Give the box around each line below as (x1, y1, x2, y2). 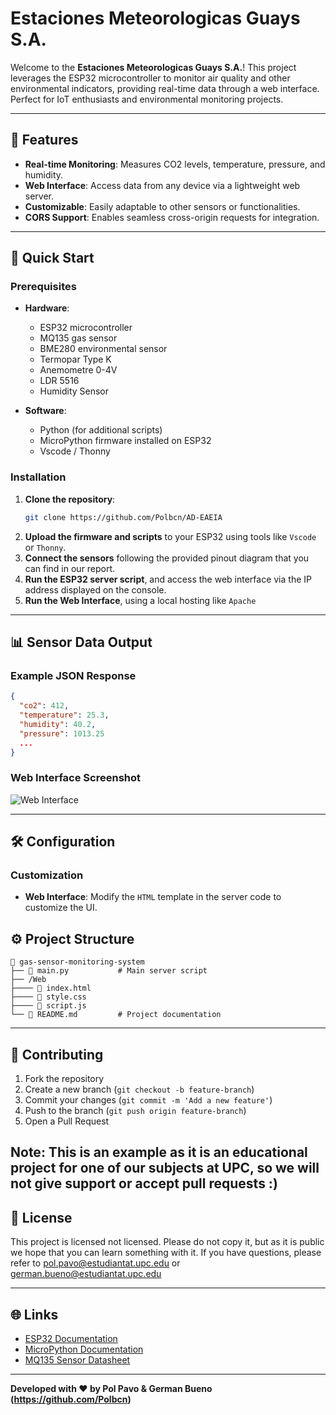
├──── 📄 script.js (10, 1001, 87, 1011)
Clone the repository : (24, 493, 116, 505)
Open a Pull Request (24, 1115, 110, 1127)
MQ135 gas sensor (39, 332, 118, 344)
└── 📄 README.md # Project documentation (10, 1010, 222, 1020)
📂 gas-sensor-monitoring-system (10, 957, 145, 967)
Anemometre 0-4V (39, 364, 118, 376)
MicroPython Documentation (24, 1343, 144, 1356)
